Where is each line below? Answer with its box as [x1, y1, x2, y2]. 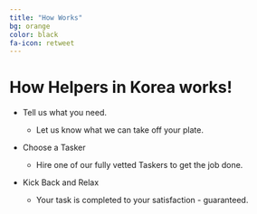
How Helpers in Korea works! [9, 78, 233, 98]
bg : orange [9, 22, 51, 31]
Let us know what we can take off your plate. [35, 125, 204, 135]
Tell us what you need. [22, 107, 107, 118]
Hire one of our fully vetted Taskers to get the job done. [35, 160, 243, 171]
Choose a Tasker [22, 142, 86, 154]
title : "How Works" [9, 13, 83, 23]
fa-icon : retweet [9, 38, 75, 48]
